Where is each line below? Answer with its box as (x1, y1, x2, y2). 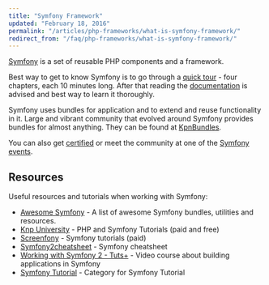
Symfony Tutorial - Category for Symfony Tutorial (19, 268, 186, 278)
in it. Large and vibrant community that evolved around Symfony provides (8, 114, 254, 124)
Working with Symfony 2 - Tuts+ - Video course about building (19, 250, 230, 260)
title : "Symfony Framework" (8, 11, 104, 20)
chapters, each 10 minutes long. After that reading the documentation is (8, 81, 248, 91)
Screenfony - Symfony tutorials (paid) (19, 233, 147, 243)
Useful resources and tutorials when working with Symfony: (8, 192, 208, 202)
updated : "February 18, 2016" (8, 19, 111, 28)
